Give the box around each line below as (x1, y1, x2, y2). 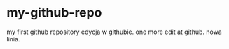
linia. (6, 35, 20, 43)
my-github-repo (6, 5, 102, 21)
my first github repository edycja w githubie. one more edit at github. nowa (6, 28, 222, 36)
